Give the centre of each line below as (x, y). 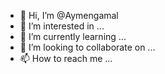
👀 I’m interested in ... (62, 26)
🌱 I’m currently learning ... (73, 36)
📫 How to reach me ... (66, 58)
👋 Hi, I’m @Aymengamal (69, 15)
